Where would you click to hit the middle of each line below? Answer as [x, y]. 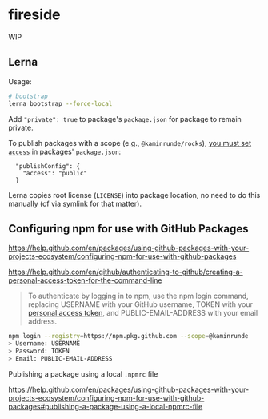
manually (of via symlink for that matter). [75, 203]
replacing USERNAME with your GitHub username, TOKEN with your [140, 304]
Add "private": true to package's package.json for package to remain [125, 119]
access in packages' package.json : [65, 151]
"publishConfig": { [48, 166]
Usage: [20, 81]
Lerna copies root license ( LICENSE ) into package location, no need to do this [134, 195]
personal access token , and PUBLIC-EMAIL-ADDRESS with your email [143, 313]
